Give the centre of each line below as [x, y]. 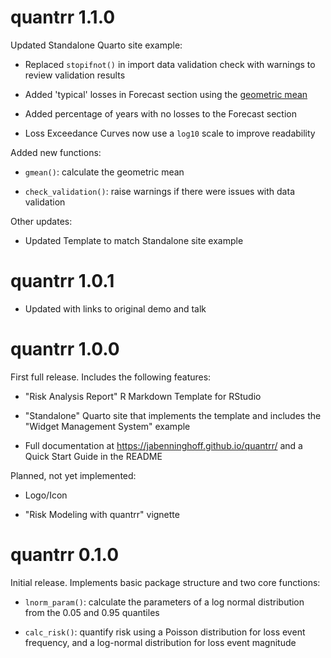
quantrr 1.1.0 [63, 17]
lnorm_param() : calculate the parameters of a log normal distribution [164, 602]
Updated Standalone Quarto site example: [96, 45]
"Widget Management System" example [107, 426]
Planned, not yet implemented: [73, 475]
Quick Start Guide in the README [93, 456]
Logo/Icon [46, 495]
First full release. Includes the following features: [111, 377]
